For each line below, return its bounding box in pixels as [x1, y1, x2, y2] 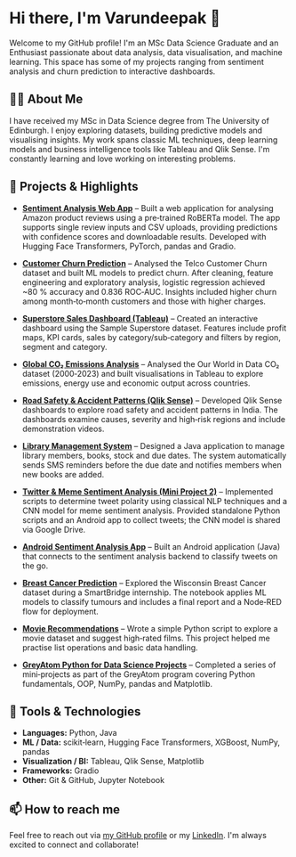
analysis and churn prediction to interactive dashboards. [9, 66, 216, 77]
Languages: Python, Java [21, 728, 117, 739]
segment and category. [21, 341, 108, 352]
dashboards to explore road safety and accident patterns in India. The [21, 404, 278, 415]
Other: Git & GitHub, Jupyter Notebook [21, 775, 165, 786]
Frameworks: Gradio [21, 765, 100, 776]
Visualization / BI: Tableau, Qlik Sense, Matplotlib [21, 756, 204, 767]
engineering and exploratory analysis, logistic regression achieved [21, 276, 266, 288]
